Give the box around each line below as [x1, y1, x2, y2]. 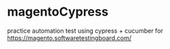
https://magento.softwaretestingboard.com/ [7, 33, 132, 42]
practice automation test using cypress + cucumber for [7, 27, 164, 35]
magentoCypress [7, 4, 109, 20]
